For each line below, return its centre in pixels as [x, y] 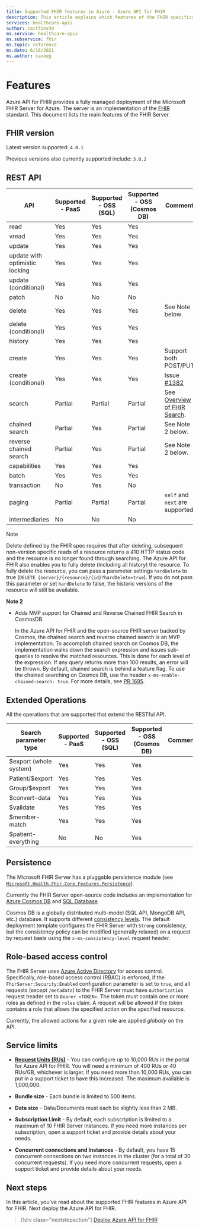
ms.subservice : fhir [32, 39]
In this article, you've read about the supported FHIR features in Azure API [97, 1202]
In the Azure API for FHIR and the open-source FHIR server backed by [100, 631]
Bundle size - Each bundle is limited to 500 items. [76, 1096]
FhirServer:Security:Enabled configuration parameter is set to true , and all [98, 983]
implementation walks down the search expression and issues [90, 650]
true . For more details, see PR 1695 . [101, 681]
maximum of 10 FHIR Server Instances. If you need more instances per [101, 1126]
